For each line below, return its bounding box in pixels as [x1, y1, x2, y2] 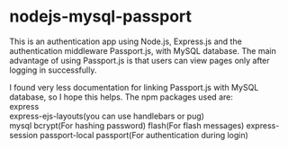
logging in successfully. [9, 65, 97, 75]
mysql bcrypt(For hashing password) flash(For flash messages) [9, 119, 245, 131]
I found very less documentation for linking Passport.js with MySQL [9, 82, 259, 92]
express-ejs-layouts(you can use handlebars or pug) [9, 110, 205, 121]
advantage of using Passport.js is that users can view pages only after [9, 55, 270, 66]
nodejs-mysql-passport [9, 6, 192, 27]
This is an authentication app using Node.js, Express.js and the [9, 36, 243, 47]
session [9, 129, 39, 140]
